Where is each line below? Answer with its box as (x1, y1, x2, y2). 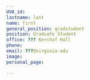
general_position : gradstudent (6, 25, 85, 32)
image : (6, 54, 23, 60)
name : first (6, 20, 36, 26)
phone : (6, 43, 23, 49)
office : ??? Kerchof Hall (6, 37, 71, 43)
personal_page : (6, 59, 44, 65)
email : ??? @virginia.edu (6, 48, 68, 54)
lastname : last (6, 14, 44, 20)
